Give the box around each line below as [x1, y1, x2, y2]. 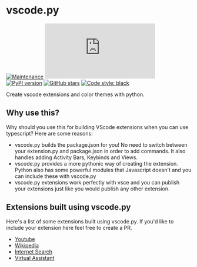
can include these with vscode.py [14, 172, 96, 180]
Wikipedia [14, 242, 39, 249]
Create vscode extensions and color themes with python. [6, 91, 145, 98]
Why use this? [6, 108, 60, 118]
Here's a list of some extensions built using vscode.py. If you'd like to [6, 217, 174, 225]
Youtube [14, 235, 35, 242]
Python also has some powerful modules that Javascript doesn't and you [14, 166, 192, 173]
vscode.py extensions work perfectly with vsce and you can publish [14, 179, 180, 186]
